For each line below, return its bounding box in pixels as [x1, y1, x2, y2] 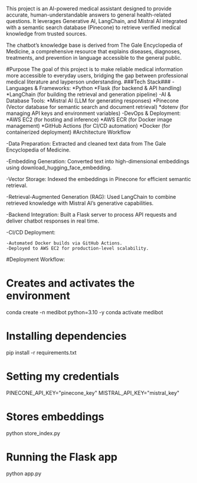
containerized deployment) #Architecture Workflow [6, 128, 131, 136]
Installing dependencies [6, 330, 127, 343]
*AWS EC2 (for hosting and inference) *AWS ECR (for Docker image [6, 116, 173, 123]
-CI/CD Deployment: [6, 229, 56, 236]
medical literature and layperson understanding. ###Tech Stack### [6, 78, 171, 85]
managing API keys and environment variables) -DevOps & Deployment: [6, 110, 181, 117]
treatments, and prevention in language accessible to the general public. [6, 54, 182, 61]
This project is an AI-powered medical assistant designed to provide [6, 5, 172, 12]
